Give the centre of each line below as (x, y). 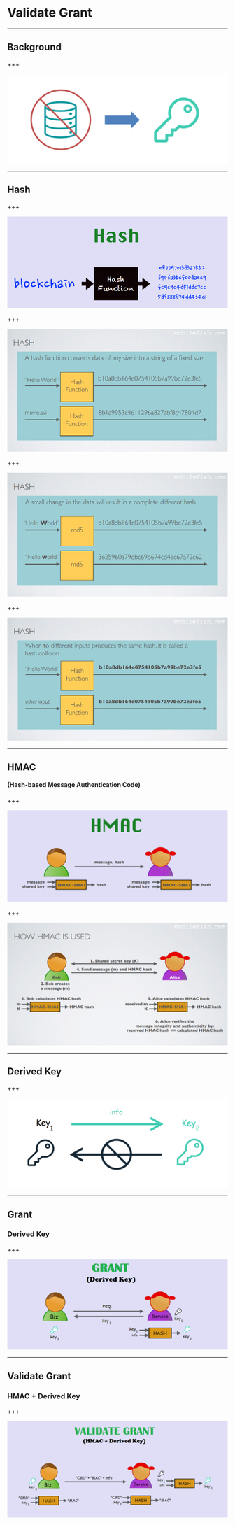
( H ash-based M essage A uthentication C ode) (74, 785)
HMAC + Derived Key (44, 1396)
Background (34, 47)
